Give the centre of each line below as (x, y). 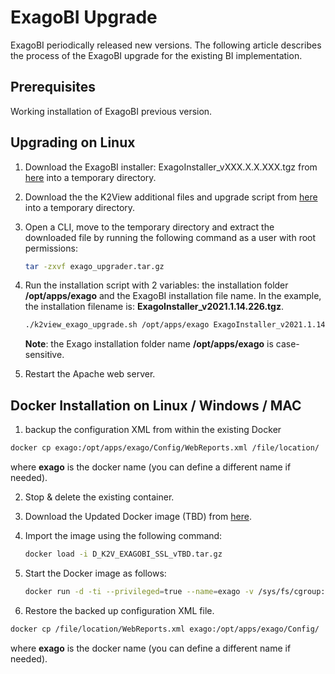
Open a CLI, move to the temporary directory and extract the (149, 227)
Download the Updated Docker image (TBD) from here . (138, 516)
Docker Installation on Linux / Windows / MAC (156, 405)
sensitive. (44, 355)
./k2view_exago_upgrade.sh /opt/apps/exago (117, 325)
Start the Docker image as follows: (95, 573)
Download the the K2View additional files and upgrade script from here (171, 197)
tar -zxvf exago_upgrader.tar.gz (94, 266)
